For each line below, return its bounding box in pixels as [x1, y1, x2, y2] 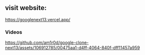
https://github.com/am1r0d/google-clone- [5, 40, 89, 45]
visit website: [5, 4, 47, 12]
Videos [5, 28, 22, 35]
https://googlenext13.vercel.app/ [5, 16, 71, 22]
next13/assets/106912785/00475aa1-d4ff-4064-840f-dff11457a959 [5, 45, 140, 51]
